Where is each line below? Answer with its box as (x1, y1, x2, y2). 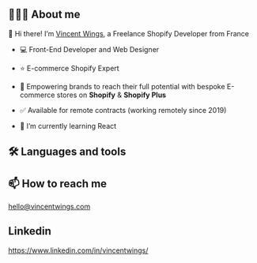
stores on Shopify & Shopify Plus (56, 90, 167, 100)
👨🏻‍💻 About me (8, 8, 81, 21)
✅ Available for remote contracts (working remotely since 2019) (19, 105, 227, 115)
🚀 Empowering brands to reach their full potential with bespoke (19, 81, 225, 91)
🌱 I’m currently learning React (19, 121, 117, 130)
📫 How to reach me (8, 177, 108, 190)
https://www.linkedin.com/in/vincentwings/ (8, 246, 149, 255)
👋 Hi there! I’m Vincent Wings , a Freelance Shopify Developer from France (8, 28, 249, 38)
